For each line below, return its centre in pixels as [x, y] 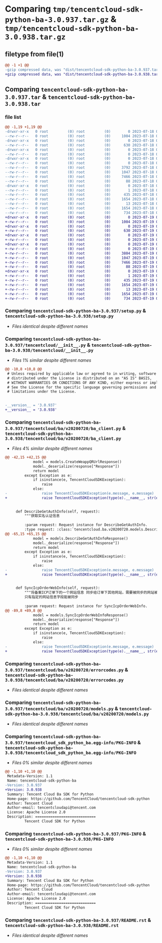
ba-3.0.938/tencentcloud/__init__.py [49, 350]
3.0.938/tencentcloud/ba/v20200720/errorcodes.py [64, 680]
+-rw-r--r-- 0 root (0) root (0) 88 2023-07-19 [80, 267]
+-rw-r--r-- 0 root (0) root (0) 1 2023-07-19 [80, 276]
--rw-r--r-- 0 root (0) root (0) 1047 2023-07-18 [80, 172]
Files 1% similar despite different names [52, 360]
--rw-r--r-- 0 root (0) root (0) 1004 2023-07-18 [80, 136]
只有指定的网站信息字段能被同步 [51, 597]
